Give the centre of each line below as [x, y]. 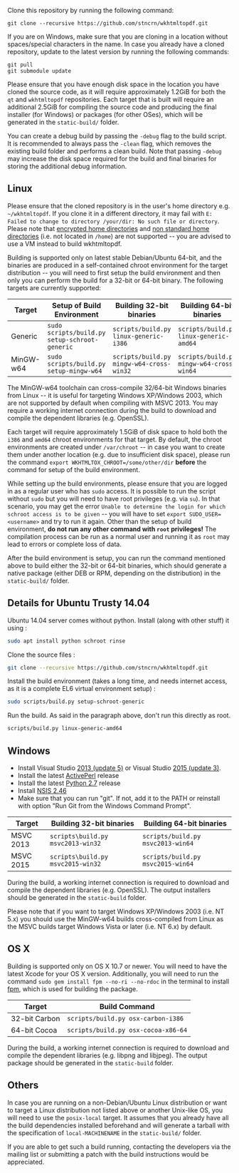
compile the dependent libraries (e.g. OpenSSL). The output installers [109, 890]
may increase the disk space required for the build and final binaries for [112, 159]
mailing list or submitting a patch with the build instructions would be [108, 1154]
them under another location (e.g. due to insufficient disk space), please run [119, 454]
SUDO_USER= [205, 514]
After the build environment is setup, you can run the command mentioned [117, 558]
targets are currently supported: [54, 287]
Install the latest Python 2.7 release [69, 783]
